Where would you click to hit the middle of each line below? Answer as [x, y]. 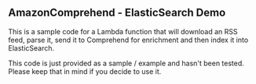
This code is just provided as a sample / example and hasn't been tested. [126, 63]
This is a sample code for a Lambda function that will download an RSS [123, 31]
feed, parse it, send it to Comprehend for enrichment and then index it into [128, 40]
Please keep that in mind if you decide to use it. [85, 71]
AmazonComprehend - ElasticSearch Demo [117, 13]
